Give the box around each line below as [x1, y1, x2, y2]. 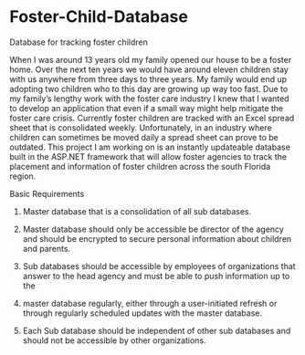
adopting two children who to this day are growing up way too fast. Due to [9, 83, 289, 94]
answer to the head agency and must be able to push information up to [22, 270, 290, 281]
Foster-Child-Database [9, 6, 189, 27]
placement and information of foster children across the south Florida [9, 161, 271, 172]
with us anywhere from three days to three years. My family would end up [9, 73, 288, 84]
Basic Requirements [9, 188, 85, 199]
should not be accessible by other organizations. [22, 335, 207, 346]
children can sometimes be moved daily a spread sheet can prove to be [9, 131, 279, 142]
